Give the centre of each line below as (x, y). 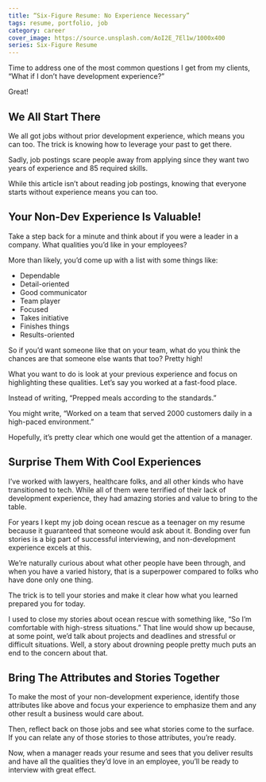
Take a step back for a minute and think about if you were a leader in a (123, 236)
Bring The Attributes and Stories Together (114, 677)
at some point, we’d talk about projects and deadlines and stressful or (122, 636)
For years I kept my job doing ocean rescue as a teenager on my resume (127, 522)
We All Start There (54, 117)
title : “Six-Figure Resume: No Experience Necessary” (99, 16)
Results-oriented (47, 334)
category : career (37, 30)
